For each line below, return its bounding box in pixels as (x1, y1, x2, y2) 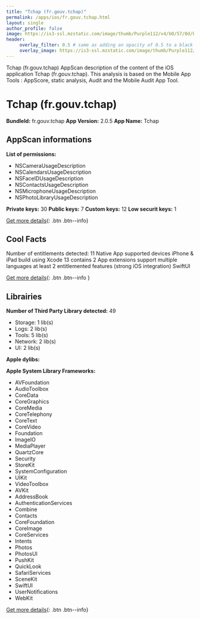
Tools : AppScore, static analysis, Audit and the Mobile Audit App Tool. (6, 76, 179, 84)
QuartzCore (14, 449, 44, 456)
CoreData (14, 392, 39, 399)
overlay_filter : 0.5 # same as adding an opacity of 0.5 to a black (19, 42, 193, 48)
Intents (14, 538, 32, 545)
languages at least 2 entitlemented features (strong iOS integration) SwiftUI (6, 263, 190, 270)
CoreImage (14, 525, 43, 532)
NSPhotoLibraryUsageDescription (14, 193, 98, 201)
